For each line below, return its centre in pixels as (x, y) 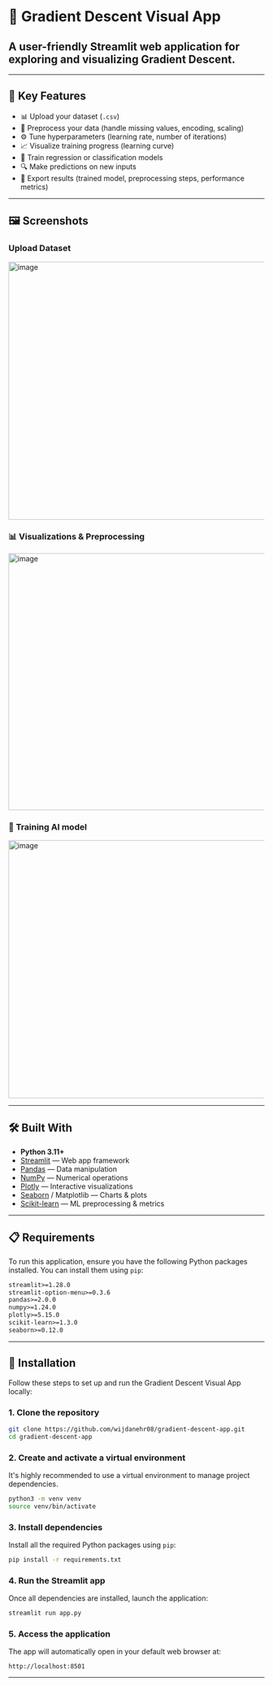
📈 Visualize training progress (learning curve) (97, 145)
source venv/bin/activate (52, 1506)
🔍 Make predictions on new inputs (78, 167)
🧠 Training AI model (48, 826)
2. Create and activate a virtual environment (97, 1458)
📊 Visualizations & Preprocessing (76, 537)
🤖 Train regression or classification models (91, 157)
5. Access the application (60, 1634)
